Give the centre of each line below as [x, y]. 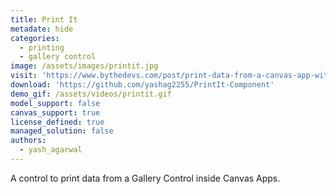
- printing [42, 47]
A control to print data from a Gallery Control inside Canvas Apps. [145, 178]
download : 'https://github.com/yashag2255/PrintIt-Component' [142, 85]
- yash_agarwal [51, 150]
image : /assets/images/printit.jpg [84, 66]
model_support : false [55, 103]
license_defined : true [57, 122]
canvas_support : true [55, 112]
